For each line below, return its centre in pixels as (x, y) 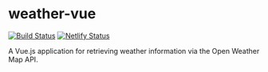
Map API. (23, 59)
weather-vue (52, 14)
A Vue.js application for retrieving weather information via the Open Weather (134, 51)
